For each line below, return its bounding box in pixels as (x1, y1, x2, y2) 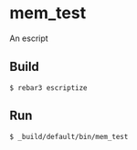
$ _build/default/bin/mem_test (9, 132, 129, 141)
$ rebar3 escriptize (9, 83, 89, 93)
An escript (9, 33, 48, 44)
